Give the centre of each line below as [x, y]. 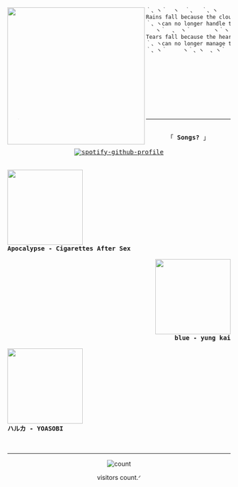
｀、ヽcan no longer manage [186, 43]
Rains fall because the [181, 17]
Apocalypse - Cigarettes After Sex [69, 248]
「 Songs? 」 [188, 137]
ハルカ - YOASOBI [35, 428]
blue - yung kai [203, 338]
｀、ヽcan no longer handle [186, 24]
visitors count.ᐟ [119, 477]
